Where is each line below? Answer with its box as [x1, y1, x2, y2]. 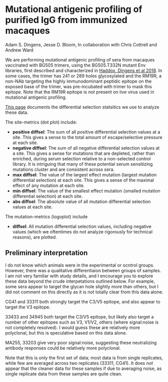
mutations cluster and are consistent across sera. [12, 166, 115, 172]
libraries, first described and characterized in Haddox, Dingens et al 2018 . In [5, 67, 162, 74]
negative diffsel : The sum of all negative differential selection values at [12, 145, 160, 151]
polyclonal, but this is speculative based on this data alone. [5, 330, 127, 336]
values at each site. [12, 204, 53, 210]
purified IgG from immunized [5, 14, 128, 26]
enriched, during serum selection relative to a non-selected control [12, 155, 151, 162]
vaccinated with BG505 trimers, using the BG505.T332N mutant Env [5, 62, 146, 68]
